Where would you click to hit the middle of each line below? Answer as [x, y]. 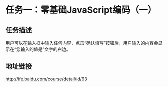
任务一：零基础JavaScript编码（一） [81, 10]
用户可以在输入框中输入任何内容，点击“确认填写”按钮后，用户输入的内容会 [82, 43]
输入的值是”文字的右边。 [46, 49]
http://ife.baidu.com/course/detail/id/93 [46, 79]
